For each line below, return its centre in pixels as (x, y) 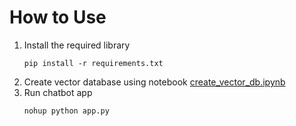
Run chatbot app (58, 92)
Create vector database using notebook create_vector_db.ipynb (154, 82)
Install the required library (77, 45)
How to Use (58, 17)
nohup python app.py (66, 111)
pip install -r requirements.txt (93, 63)
